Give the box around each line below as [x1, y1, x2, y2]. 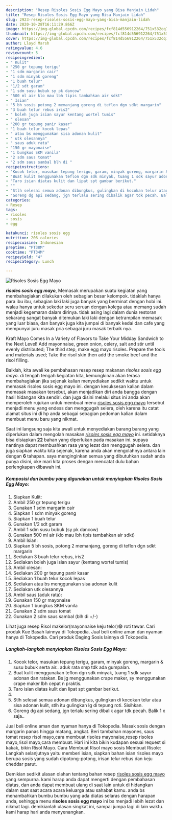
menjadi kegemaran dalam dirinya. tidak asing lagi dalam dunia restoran [6, 309, 157, 315]
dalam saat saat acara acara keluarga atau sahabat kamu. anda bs [6, 787, 145, 793]
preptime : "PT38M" [6, 245, 45, 250]
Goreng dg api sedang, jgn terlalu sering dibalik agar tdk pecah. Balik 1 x [13, 708, 165, 714]
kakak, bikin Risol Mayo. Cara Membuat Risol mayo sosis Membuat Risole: [6, 745, 161, 751]
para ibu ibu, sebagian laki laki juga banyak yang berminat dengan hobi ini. [6, 299, 163, 305]
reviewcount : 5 [6, 50, 38, 55]
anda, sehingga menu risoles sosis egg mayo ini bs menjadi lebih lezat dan [6, 798, 164, 804]
